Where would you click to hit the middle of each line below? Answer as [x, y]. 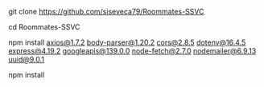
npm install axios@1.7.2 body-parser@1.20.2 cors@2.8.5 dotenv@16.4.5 [127, 42]
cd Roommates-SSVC [44, 27]
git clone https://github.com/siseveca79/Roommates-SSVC [106, 12]
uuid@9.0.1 [27, 59]
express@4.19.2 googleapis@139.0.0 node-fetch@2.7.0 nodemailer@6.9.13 [132, 51]
